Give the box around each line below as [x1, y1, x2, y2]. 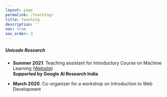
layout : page [5, 7, 33, 13]
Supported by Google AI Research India [12, 70, 99, 77]
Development [12, 86, 41, 92]
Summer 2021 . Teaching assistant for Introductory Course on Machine [12, 60, 162, 66]
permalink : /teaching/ [5, 12, 54, 17]
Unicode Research [5, 47, 45, 53]
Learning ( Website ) [12, 65, 54, 71]
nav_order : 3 [5, 31, 33, 36]
